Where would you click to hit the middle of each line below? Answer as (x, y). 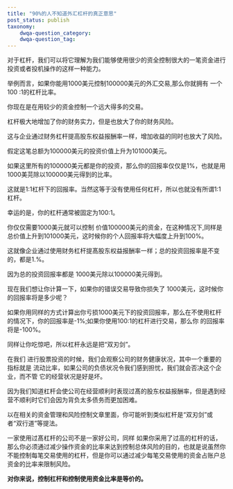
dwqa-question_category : (55, 33)
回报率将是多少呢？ (40, 298)
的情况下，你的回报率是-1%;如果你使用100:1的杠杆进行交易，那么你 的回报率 (116, 321)
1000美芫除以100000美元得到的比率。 (62, 175)
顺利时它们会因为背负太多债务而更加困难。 (80, 400)
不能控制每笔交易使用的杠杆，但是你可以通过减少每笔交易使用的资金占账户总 (116, 456)
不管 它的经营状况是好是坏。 (66, 377)
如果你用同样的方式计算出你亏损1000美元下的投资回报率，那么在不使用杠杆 (114, 312)
